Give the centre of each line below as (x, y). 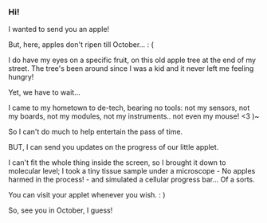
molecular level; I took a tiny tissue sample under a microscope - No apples (132, 171)
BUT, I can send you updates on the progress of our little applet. (114, 147)
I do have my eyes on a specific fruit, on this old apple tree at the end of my (132, 60)
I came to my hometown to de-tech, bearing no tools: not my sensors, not (129, 108)
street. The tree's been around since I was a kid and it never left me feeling (131, 68)
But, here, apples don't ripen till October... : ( (81, 45)
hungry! (21, 77)
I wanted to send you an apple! (59, 29)
